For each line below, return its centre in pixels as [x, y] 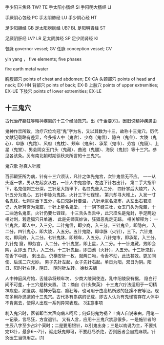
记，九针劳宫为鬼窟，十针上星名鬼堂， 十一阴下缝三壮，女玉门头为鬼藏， [78, 207]
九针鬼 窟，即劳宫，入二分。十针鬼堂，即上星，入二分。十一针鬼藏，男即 [78, 243]
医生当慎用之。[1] [27, 337]
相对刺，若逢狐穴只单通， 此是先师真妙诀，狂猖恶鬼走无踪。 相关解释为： [79, 219]
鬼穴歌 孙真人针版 [23, 166]
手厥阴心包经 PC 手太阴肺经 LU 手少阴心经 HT [51, 18]
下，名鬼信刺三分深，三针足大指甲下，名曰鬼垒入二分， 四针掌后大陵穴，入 [81, 188]
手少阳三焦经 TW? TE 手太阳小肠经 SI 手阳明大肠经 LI [58, 7]
